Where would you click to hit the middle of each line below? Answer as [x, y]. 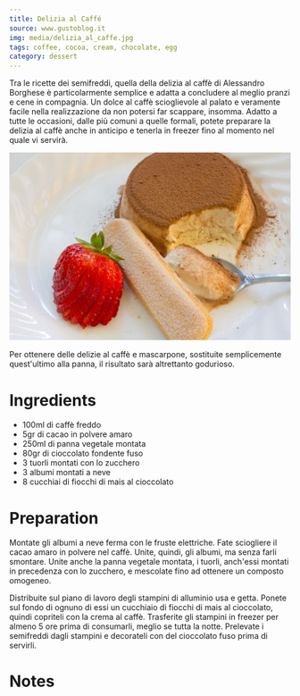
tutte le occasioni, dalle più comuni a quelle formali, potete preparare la [140, 122]
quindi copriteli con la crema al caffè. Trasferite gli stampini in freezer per [144, 617]
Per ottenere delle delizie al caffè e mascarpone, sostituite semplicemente [146, 355]
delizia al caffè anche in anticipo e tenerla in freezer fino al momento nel [142, 130]
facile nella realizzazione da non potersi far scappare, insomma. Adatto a [143, 112]
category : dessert [43, 57]
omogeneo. [30, 581]
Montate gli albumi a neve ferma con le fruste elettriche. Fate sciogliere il [143, 543]
